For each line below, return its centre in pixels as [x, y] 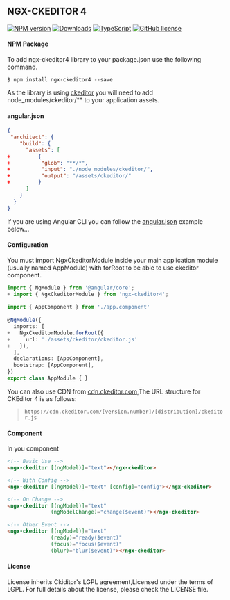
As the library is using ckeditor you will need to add [80, 92]
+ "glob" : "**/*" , [48, 163]
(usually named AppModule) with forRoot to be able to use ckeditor [103, 268]
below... [18, 229]
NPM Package [28, 44]
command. [23, 67]
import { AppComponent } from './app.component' [79, 307]
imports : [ [29, 327]
